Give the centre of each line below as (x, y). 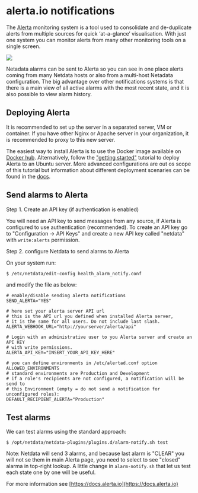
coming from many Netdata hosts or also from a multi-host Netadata (90, 75)
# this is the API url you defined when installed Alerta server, (90, 316)
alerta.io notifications (60, 11)
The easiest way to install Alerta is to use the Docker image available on (94, 151)
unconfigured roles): (33, 394)
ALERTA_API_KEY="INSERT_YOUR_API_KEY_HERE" (61, 352)
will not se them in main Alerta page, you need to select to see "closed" (93, 460)
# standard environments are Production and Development (78, 373)
